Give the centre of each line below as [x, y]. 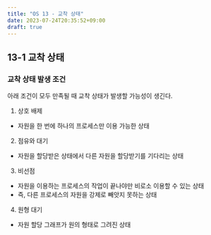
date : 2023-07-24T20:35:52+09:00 [56, 20]
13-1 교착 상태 [36, 57]
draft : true [25, 27]
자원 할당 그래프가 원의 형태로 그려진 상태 [74, 225]
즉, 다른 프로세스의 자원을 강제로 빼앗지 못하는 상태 [87, 195]
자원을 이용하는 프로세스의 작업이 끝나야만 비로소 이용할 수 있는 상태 [111, 186]
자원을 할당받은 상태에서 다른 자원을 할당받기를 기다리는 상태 [101, 156]
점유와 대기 [33, 141]
